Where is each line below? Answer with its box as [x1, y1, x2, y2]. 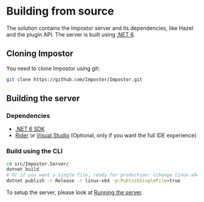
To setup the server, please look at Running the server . [6, 189, 143, 196]
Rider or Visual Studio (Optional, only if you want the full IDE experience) [15, 132, 197, 139]
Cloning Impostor [6, 49, 74, 59]
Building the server [6, 93, 80, 104]
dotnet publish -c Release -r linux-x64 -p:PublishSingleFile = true [6, 178, 181, 184]
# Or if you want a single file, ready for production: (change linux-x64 [6, 172, 200, 178]
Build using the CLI [6, 147, 63, 156]
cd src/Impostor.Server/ [6, 161, 69, 167]
